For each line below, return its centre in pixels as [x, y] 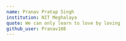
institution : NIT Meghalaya [42, 17]
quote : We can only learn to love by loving [63, 23]
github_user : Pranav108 [36, 29]
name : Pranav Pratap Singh [40, 12]
